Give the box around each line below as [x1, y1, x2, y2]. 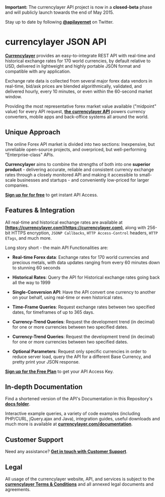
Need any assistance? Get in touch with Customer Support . [5, 449, 128, 455]
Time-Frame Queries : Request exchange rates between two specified [12, 304, 155, 310]
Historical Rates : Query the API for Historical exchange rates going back [12, 274, 160, 280]
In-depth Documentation [5, 382, 83, 391]
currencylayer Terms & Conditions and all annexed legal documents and [5, 481, 154, 487]
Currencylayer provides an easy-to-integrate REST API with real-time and [5, 52, 156, 58]
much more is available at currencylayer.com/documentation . [5, 421, 133, 427]
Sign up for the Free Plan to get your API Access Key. [5, 368, 114, 374]
